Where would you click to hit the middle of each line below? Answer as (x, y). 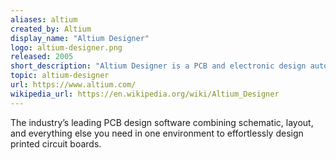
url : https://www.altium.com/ (73, 85)
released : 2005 (42, 57)
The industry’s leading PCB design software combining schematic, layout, (162, 122)
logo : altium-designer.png (66, 47)
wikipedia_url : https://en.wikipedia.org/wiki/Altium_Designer (145, 94)
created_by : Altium (51, 29)
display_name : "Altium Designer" (80, 38)
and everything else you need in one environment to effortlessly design (157, 133)
